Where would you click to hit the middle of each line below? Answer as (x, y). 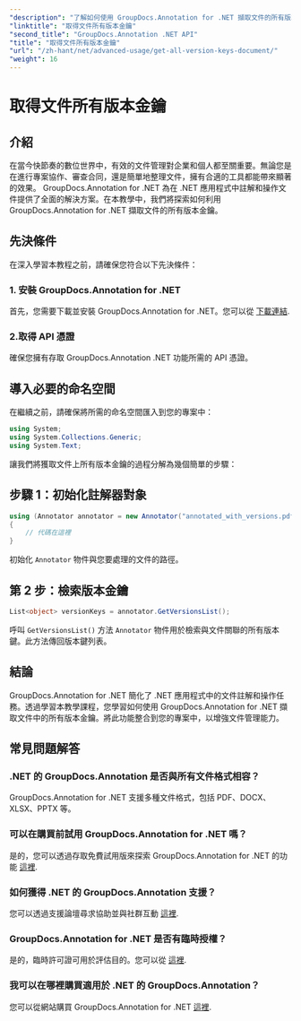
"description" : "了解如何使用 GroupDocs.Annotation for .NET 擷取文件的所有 (147, 17)
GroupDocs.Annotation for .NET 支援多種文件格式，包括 (112, 798)
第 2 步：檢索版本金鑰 (69, 590)
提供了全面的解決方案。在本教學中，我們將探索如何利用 (119, 199)
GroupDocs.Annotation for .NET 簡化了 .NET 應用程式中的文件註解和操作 (143, 695)
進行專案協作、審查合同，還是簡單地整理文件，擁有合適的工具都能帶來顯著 (154, 177)
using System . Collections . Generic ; (76, 437)
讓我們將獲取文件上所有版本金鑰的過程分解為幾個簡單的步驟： (123, 463)
